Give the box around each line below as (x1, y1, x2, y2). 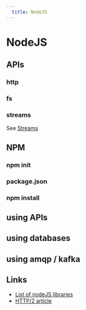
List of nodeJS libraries (15, 291, 73, 298)
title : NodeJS (12, 9, 47, 15)
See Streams (6, 125, 38, 132)
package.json (6, 177, 47, 185)
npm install (6, 193, 40, 202)
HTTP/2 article (15, 297, 52, 304)
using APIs (6, 212, 48, 223)
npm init (6, 160, 31, 169)
